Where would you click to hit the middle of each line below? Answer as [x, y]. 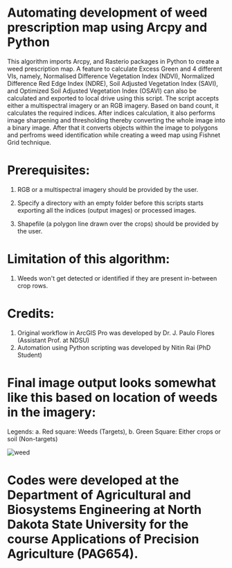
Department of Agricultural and [99, 495]
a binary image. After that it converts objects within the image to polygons [113, 127]
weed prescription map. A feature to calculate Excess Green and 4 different [115, 69]
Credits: [31, 314]
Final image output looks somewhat [112, 383]
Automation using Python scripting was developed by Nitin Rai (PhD [114, 347]
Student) [30, 355]
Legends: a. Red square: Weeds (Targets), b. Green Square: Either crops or [114, 432]
